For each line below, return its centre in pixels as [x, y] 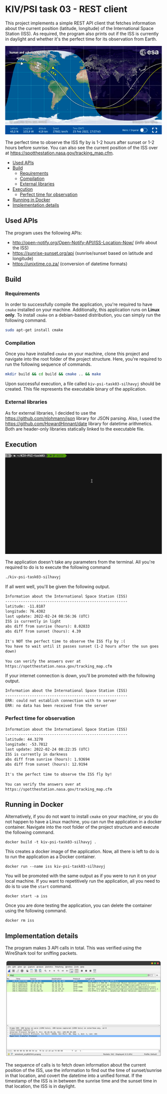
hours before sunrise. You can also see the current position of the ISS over [82, 147]
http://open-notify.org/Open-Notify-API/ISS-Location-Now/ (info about [85, 242]
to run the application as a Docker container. [50, 857]
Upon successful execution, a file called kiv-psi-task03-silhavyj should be [83, 384]
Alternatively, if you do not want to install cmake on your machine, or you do [82, 817]
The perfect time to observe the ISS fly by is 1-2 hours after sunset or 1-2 [80, 142]
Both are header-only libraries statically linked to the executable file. [75, 429]
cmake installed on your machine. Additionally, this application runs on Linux [83, 310]
